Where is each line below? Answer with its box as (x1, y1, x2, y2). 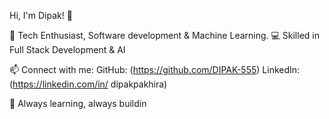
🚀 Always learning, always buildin (9, 98, 147, 109)
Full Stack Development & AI (9, 44, 126, 55)
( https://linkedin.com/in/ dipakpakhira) (9, 78, 168, 90)
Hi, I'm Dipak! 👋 (9, 10, 73, 21)
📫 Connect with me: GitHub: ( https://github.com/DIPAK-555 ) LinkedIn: (9, 64, 301, 75)
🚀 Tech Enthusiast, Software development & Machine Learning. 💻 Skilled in (9, 30, 320, 41)
